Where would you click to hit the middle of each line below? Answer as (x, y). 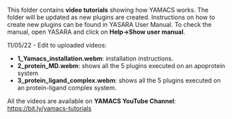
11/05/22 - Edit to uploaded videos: (57, 45)
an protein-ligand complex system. (67, 88)
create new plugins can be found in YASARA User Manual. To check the (110, 24)
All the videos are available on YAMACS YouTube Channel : (92, 101)
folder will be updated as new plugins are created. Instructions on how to (111, 17)
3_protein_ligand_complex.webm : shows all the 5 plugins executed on (119, 80)
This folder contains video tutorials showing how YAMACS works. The (108, 10)
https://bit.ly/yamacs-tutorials (50, 108)
